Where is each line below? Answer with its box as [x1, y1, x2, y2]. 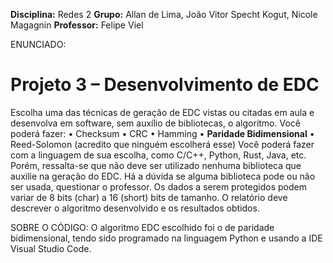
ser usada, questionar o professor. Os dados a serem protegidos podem [10, 180, 307, 193]
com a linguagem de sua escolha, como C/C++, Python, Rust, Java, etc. [10, 149, 307, 161]
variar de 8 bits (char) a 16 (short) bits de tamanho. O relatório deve [10, 191, 288, 203]
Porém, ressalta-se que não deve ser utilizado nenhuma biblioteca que [10, 159, 302, 171]
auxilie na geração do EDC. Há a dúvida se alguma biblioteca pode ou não [10, 170, 316, 182]
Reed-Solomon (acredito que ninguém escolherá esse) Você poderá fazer [10, 138, 315, 150]
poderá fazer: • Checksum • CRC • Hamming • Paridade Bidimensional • [10, 127, 315, 139]
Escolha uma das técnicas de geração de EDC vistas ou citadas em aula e [10, 106, 315, 118]
